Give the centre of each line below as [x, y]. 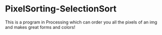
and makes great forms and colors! [40, 27]
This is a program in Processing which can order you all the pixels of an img [81, 22]
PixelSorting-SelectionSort [61, 9]
